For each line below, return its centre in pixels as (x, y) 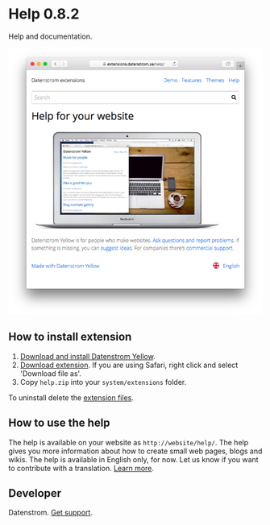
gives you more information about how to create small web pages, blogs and (135, 451)
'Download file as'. (51, 373)
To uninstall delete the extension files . (71, 397)
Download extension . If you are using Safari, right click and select (129, 365)
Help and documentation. (50, 36)
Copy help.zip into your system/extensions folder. (103, 382)
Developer (35, 493)
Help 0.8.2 (44, 14)
